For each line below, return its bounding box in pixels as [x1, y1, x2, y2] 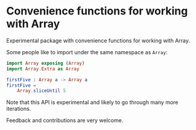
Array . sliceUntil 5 [17, 88, 66, 94]
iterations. [6, 105, 31, 113]
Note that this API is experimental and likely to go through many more [6, 99, 179, 106]
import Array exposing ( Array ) [6, 60, 85, 66]
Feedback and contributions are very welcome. [6, 117, 124, 124]
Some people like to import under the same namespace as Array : [6, 48, 168, 55]
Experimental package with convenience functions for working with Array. [6, 37, 191, 44]
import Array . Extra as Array [6, 66, 80, 72]
